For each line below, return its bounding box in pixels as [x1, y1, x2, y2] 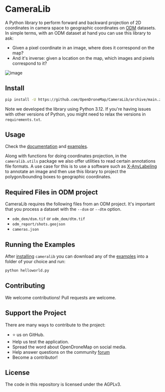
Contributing [5, 282, 45, 290]
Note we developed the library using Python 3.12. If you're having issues [5, 106, 151, 112]
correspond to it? [12, 60, 47, 66]
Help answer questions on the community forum [12, 349, 110, 355]
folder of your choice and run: [5, 259, 66, 265]
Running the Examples [5, 240, 75, 248]
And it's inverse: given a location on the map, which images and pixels [12, 55, 155, 61]
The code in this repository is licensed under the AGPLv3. [5, 381, 121, 388]
